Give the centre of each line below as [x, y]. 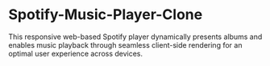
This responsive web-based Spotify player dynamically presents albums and [135, 37]
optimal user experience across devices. [76, 53]
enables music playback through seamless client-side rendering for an [125, 45]
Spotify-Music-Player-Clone [106, 15]
